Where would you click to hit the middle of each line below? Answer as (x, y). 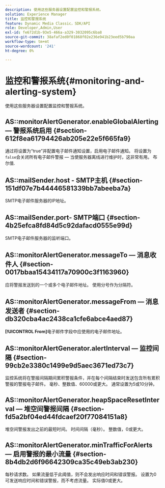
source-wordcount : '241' (30, 46)
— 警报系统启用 (28, 130)
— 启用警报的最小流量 (38, 454)
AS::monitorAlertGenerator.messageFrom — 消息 (82, 302)
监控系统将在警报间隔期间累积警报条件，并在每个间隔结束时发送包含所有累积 (82, 378)
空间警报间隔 (50, 409)
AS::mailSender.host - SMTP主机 (56, 180)
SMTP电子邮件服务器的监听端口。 (39, 238)
